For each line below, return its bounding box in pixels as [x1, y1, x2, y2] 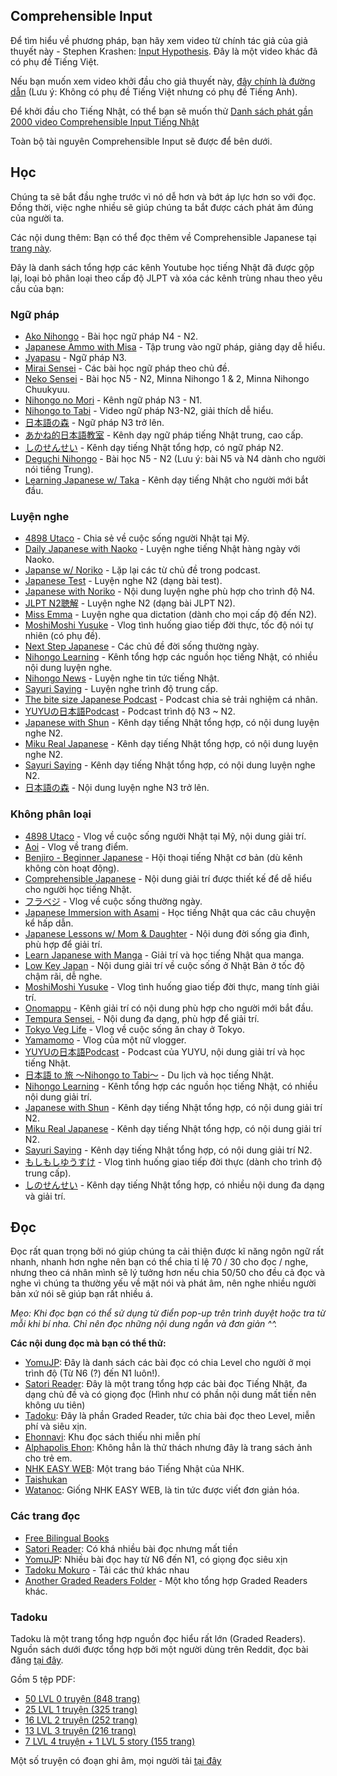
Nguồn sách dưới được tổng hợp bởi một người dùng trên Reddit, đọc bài [10, 1643, 309, 1655]
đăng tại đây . [10, 1654, 64, 1666]
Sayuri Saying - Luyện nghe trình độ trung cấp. [24, 683, 219, 695]
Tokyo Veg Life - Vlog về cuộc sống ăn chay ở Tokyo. [24, 1023, 245, 1035]
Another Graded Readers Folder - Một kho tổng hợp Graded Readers [24, 1574, 308, 1586]
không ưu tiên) [24, 1399, 86, 1411]
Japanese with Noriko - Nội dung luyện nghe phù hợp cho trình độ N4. [24, 585, 316, 598]
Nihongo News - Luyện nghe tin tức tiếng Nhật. [24, 672, 220, 684]
